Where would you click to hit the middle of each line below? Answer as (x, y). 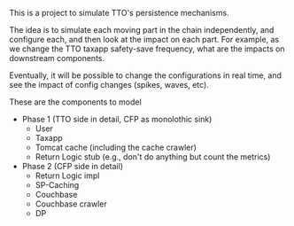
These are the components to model (75, 102)
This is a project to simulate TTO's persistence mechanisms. (119, 13)
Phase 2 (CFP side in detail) (73, 166)
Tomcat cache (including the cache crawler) (116, 147)
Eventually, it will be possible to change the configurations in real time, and (145, 75)
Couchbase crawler (71, 204)
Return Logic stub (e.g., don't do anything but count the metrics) (153, 157)
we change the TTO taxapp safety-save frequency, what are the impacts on (147, 49)
